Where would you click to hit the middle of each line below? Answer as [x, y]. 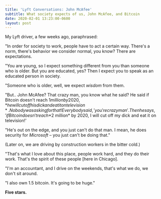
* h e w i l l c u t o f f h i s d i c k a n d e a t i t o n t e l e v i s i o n [45, 105]
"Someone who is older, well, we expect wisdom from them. [65, 86]
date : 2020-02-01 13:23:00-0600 [38, 18]
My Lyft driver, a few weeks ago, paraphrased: [51, 37]
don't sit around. [21, 174]
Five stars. [16, 192]
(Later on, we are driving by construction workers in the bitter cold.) [73, 145]
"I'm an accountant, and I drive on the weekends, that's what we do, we [77, 168]
